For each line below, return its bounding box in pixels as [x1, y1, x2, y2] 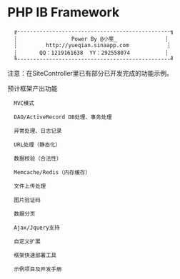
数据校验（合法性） [14, 155, 62, 162]
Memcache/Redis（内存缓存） [14, 168, 91, 176]
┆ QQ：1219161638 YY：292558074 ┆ [14, 49, 169, 56]
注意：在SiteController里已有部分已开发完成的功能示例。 [7, 69, 174, 77]
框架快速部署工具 [14, 251, 57, 259]
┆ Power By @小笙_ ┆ [14, 35, 169, 43]
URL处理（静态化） [14, 141, 61, 148]
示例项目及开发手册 [14, 265, 62, 273]
